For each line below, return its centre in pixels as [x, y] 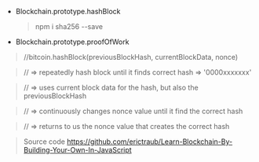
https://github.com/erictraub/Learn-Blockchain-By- [150, 142]
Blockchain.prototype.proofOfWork [72, 42]
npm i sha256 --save [69, 26]
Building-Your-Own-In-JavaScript [77, 150]
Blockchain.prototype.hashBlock [68, 11]
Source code [44, 142]
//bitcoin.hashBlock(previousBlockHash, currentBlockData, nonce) [131, 57]
